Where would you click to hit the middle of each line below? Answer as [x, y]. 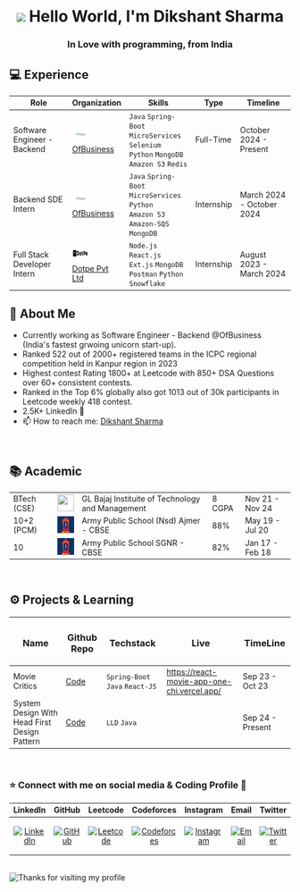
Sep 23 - [259, 677]
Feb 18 [258, 552]
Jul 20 [257, 530]
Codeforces [154, 810]
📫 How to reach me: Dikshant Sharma [92, 421]
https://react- [192, 671]
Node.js [143, 246]
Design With [35, 713]
